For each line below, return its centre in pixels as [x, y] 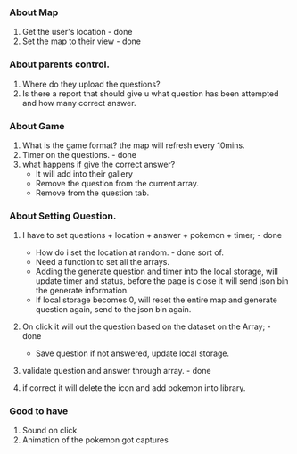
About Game [37, 126]
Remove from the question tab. [92, 193]
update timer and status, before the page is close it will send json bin [162, 281]
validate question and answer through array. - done [116, 371]
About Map [34, 12]
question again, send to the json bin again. [113, 310]
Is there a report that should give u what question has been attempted [150, 93]
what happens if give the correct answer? [99, 164]
